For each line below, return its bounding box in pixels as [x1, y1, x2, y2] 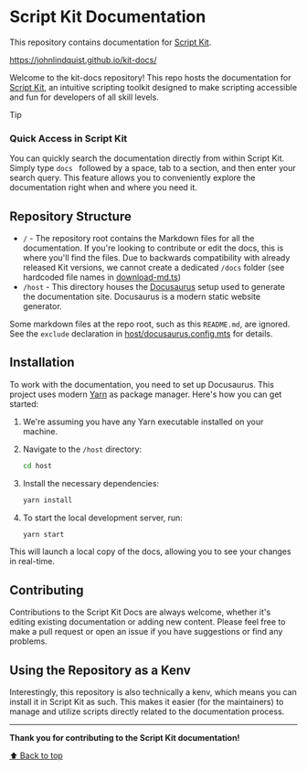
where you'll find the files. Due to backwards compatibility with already [22, 252, 291, 263]
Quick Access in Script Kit [9, 132, 128, 144]
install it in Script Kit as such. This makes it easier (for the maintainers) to [9, 697, 284, 708]
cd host [22, 461, 52, 470]
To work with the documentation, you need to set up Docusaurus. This [9, 379, 274, 390]
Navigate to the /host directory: [22, 444, 143, 455]
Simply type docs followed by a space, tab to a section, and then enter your [9, 163, 296, 174]
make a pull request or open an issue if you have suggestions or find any [9, 626, 283, 637]
